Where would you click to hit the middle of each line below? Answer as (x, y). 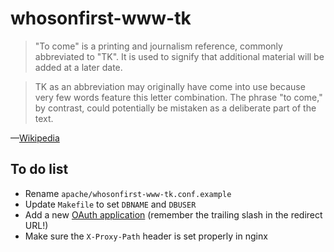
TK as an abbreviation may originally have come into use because (170, 86)
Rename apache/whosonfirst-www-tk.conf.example (128, 193)
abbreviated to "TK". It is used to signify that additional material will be (179, 56)
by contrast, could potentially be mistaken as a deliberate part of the (175, 108)
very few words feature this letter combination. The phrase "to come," (178, 97)
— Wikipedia (35, 138)
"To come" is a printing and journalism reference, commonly (158, 46)
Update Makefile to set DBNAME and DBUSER (110, 204)
